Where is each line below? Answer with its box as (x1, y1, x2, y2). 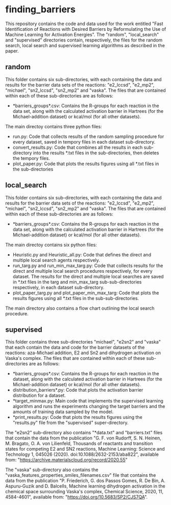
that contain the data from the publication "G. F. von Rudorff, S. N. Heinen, (5, 435, 162, 441)
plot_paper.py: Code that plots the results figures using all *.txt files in (12, 160, 159, 167)
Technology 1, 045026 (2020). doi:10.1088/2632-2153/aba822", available (5, 451, 159, 457)
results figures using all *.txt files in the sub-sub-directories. (12, 295, 139, 301)
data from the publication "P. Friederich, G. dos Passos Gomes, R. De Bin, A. (5, 478, 166, 484)
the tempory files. (12, 155, 50, 161)
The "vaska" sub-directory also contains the (5, 467, 99, 473)
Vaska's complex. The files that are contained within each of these (5, 355, 145, 361)
